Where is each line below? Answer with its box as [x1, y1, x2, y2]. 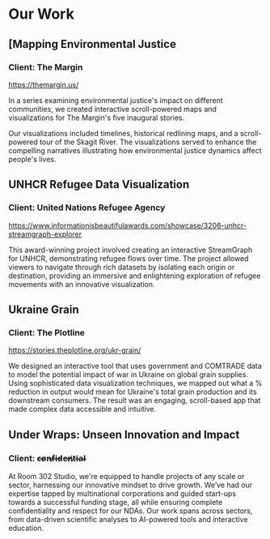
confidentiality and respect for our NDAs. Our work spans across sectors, [8, 506, 253, 515]
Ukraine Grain [8, 302, 79, 316]
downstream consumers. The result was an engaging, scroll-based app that [8, 396, 261, 405]
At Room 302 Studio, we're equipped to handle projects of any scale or [8, 471, 245, 481]
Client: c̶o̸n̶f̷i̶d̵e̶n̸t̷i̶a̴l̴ [8, 452, 86, 464]
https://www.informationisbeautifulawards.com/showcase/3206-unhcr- [8, 220, 247, 230]
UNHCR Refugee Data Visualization [8, 178, 190, 191]
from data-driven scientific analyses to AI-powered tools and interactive [8, 514, 248, 524]
